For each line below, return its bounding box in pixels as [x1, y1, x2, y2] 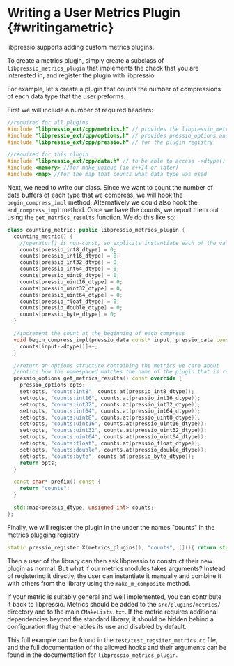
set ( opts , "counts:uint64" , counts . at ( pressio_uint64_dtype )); [19, 434, 208, 441]
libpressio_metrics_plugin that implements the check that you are [7, 64, 199, 72]
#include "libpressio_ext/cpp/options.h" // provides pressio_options [7, 132, 217, 139]
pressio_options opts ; [19, 382, 86, 389]
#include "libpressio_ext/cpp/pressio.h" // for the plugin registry [7, 138, 214, 146]
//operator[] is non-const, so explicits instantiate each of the [19, 239, 217, 246]
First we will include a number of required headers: [7, 105, 153, 114]
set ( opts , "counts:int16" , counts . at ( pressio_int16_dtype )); [19, 394, 201, 401]
